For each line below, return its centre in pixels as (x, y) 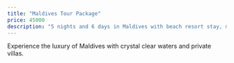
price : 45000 (26, 20)
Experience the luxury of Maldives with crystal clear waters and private (109, 46)
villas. (16, 53)
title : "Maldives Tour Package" (54, 13)
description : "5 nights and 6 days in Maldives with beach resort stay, (115, 26)
